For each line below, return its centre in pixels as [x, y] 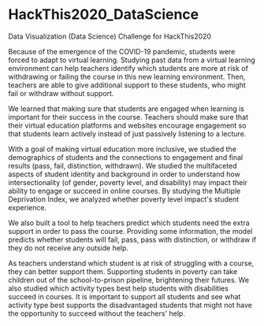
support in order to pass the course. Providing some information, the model [130, 231]
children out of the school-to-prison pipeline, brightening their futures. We [129, 280]
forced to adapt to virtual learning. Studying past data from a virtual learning [132, 60]
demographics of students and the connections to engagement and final [126, 157]
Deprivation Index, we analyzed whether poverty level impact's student [124, 199]
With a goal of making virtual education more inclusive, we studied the [122, 149]
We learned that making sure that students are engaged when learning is [126, 109]
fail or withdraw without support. [61, 93]
